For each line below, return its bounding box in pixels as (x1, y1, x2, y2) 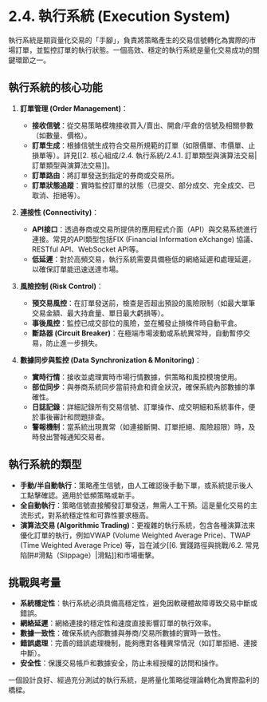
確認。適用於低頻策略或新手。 (41, 490, 139, 500)
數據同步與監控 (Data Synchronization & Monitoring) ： (19, 355, 202, 364)
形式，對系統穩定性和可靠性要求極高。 (26, 510, 153, 520)
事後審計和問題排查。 (38, 412, 109, 422)
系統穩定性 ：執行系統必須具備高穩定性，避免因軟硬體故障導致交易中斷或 (19, 598, 257, 608)
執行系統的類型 (8, 458, 82, 471)
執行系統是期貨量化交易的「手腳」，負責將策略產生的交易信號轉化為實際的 (8, 35, 249, 45)
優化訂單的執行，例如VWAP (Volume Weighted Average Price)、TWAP (19, 530, 251, 540)
